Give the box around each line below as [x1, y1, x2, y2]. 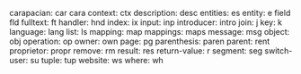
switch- [264, 45, 293, 56]
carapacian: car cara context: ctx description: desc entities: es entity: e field [9, 8, 291, 18]
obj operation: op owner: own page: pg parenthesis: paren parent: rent [9, 36, 270, 46]
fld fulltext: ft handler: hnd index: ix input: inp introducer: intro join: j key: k [9, 17, 283, 28]
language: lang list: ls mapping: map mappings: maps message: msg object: [9, 27, 290, 37]
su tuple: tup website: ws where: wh [30, 55, 164, 65]
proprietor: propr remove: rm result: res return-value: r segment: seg [9, 45, 263, 56]
